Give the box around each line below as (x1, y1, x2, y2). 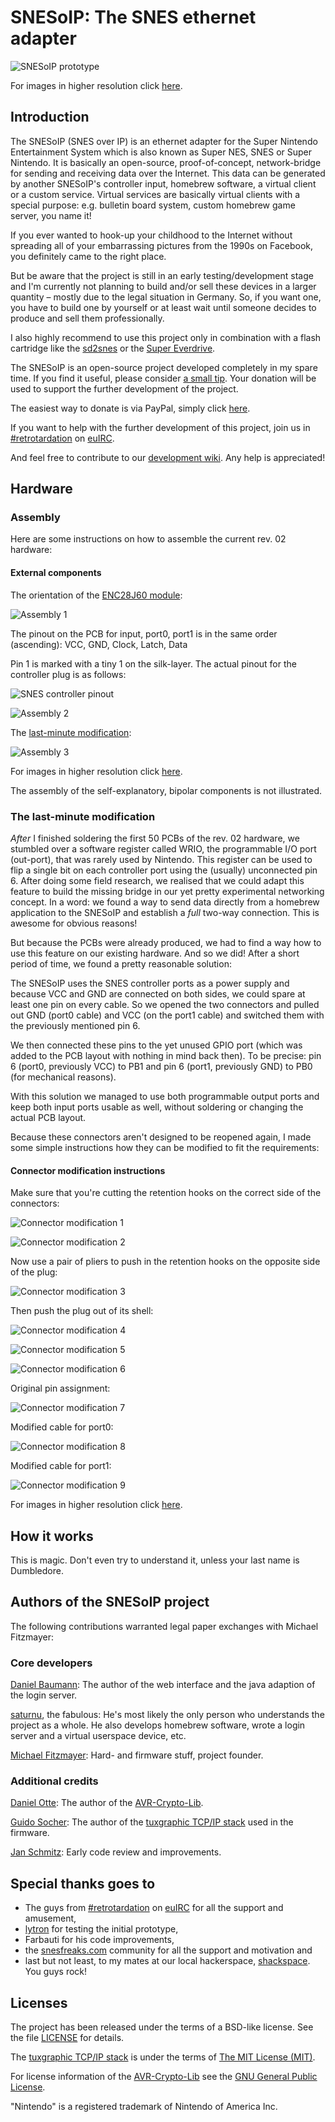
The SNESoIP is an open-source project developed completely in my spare (10, 361, 318, 373)
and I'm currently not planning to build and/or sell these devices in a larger (10, 280, 317, 292)
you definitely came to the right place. (10, 250, 167, 262)
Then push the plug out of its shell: (10, 1305, 154, 1317)
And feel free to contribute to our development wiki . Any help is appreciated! (10, 451, 326, 463)
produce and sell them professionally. (10, 312, 165, 324)
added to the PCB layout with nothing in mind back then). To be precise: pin (10, 1049, 322, 1061)
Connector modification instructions (10, 1164, 166, 1176)
